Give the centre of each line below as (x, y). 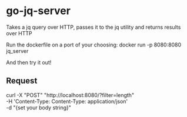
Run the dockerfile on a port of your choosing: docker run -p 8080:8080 (93, 45)
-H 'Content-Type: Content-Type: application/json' (67, 101)
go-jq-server (38, 11)
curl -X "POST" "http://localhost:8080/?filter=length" (70, 95)
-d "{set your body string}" (39, 108)
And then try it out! (29, 62)
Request (22, 81)
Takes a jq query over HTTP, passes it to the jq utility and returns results (93, 27)
